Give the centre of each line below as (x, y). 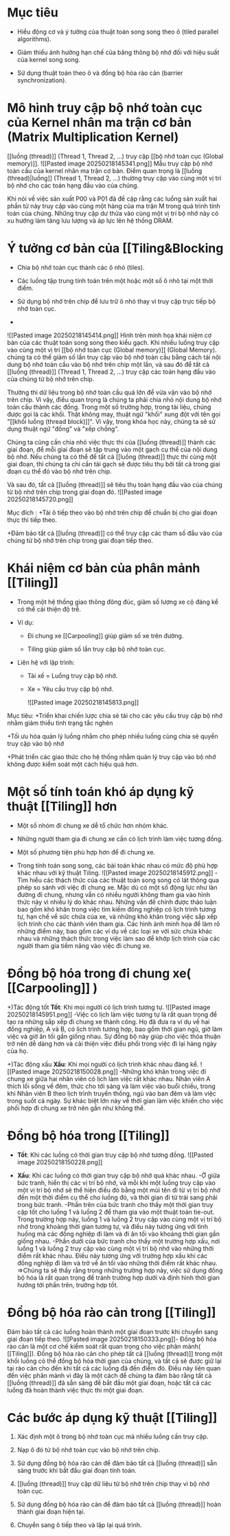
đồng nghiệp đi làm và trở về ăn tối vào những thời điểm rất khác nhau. (117, 1263)
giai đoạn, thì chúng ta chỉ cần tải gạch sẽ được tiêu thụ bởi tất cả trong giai (114, 464)
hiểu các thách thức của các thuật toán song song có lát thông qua (125, 880)
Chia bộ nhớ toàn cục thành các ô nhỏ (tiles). (81, 267)
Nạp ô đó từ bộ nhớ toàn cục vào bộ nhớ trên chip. (89, 1450)
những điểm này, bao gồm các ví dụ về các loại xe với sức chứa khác (115, 931)
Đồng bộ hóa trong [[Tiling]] (89, 1136)
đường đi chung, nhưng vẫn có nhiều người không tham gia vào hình (114, 894)
